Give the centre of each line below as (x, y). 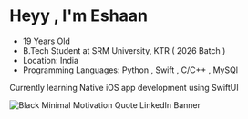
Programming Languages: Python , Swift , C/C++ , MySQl (130, 70)
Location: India (51, 60)
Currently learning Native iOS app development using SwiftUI (124, 87)
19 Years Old (46, 41)
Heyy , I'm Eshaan (79, 16)
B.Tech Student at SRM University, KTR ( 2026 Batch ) (124, 50)
